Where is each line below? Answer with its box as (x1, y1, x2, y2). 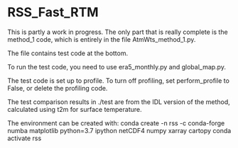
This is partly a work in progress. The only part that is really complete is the (7, 28, 229, 36)
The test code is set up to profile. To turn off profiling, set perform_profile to (7, 76, 229, 85)
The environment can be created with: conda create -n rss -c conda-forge (7, 118, 225, 127)
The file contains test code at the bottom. (7, 49, 129, 57)
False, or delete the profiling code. (7, 84, 108, 92)
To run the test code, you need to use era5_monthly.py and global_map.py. (7, 62, 226, 71)
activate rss (7, 134, 42, 142)
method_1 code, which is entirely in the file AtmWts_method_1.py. (7, 35, 196, 43)
